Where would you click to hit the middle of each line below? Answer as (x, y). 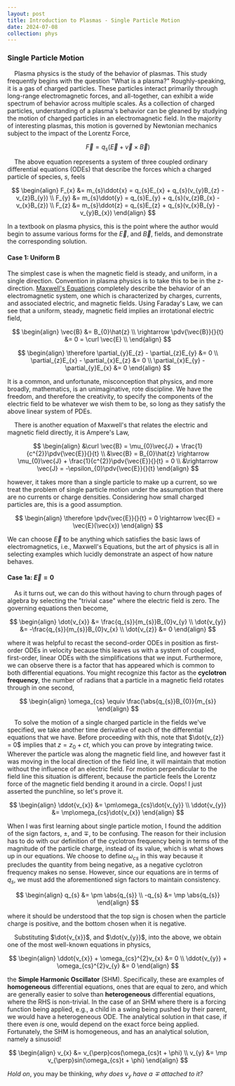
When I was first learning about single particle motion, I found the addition (114, 826)
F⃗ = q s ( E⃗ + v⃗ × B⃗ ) (118, 147)
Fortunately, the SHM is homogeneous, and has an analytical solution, (108, 1032)
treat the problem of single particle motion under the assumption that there (115, 489)
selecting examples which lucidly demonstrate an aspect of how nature (110, 554)
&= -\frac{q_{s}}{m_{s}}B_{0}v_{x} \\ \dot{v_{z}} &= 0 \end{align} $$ (118, 629)
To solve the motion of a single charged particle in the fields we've (110, 722)
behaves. (20, 561)
